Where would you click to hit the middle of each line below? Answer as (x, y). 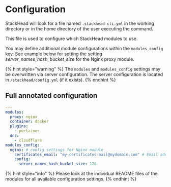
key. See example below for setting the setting (54, 54)
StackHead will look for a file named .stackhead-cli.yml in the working (80, 23)
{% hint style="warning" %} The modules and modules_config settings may (83, 69)
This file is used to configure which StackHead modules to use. (72, 39)
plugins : (19, 126)
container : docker (30, 122)
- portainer (27, 131)
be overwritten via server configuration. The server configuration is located (84, 74)
